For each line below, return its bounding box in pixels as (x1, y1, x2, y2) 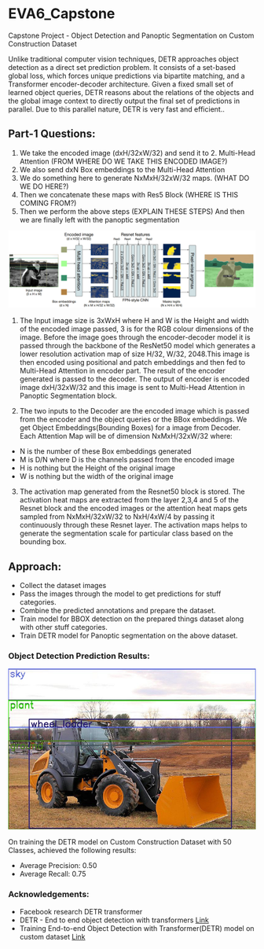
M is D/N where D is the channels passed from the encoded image (19, 455, 235, 465)
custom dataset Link (19, 932, 86, 941)
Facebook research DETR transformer (19, 907, 143, 916)
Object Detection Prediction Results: (8, 650, 151, 661)
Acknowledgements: (8, 889, 90, 900)
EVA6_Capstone (8, 5, 115, 23)
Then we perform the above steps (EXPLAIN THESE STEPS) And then (19, 206, 245, 216)
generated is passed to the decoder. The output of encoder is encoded (19, 374, 250, 384)
